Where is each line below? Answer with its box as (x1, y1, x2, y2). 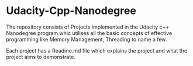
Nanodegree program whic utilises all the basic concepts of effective (6, 29, 173, 36)
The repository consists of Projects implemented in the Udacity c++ (6, 23, 170, 30)
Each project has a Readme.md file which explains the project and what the (6, 47, 188, 54)
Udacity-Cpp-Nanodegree (6, 4, 136, 18)
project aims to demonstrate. (6, 53, 76, 60)
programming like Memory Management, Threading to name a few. (6, 36, 167, 43)
